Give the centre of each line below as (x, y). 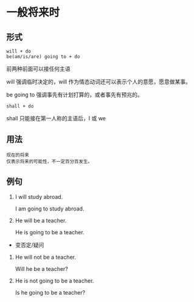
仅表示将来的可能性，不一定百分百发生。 (49, 161)
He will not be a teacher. (45, 257)
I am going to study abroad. (50, 209)
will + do (19, 51)
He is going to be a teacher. (50, 232)
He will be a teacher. (41, 220)
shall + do (20, 106)
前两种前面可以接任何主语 (38, 69)
